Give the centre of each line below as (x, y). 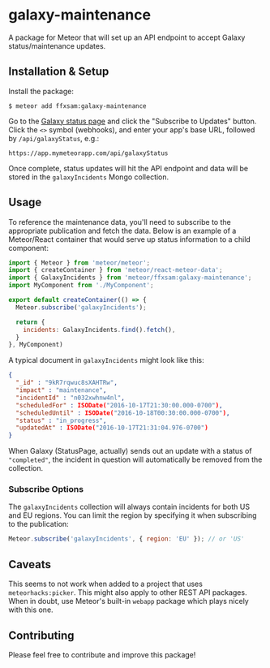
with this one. (31, 610)
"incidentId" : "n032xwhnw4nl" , (71, 398)
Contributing (41, 635)
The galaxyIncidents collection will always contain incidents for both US (129, 507)
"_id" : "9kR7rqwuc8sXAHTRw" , (66, 383)
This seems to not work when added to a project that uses (105, 584)
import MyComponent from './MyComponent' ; (81, 286)
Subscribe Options (46, 489)
